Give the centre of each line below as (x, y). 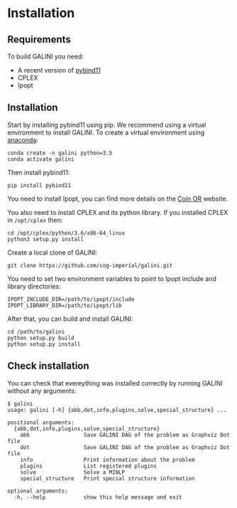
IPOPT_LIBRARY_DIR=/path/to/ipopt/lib (65, 305)
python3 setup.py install (45, 239)
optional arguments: (38, 491)
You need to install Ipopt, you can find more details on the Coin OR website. (118, 199)
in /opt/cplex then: (35, 220)
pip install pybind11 (39, 185)
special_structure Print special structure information (108, 478)
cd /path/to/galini (36, 332)
